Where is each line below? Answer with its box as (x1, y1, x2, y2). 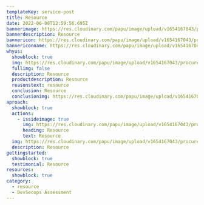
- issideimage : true (17, 116, 69, 122)
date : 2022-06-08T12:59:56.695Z (6, 20, 88, 26)
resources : (6, 167, 34, 173)
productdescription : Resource (12, 76, 88, 82)
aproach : (6, 99, 29, 105)
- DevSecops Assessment (12, 189, 72, 195)
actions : (12, 110, 34, 116)
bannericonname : (6, 43, 47, 49)
